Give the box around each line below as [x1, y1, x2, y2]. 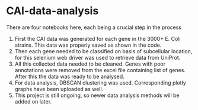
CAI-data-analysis [6, 4, 99, 18]
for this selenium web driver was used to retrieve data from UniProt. [14, 54, 181, 61]
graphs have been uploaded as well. [14, 85, 104, 92]
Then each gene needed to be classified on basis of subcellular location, [14, 47, 193, 54]
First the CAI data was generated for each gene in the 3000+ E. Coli [14, 35, 181, 42]
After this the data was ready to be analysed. [14, 73, 124, 80]
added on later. [14, 98, 52, 105]
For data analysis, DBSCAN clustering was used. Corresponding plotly [14, 79, 187, 86]
